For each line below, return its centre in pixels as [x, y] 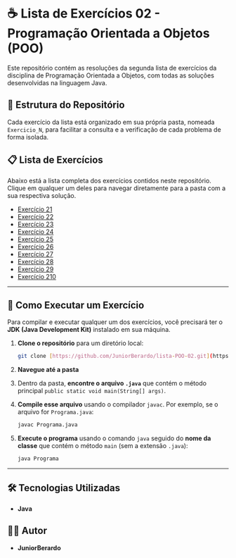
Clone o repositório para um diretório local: [80, 343]
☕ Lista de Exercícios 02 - [84, 14]
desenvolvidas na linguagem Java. [57, 82]
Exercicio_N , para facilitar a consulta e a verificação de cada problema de [114, 129]
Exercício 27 [35, 254]
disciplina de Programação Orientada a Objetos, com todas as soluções [111, 75]
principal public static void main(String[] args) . [92, 391]
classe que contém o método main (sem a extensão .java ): [103, 446]
